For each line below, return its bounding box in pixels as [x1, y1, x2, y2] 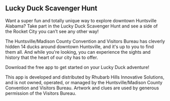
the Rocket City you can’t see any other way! [5, 28, 99, 35]
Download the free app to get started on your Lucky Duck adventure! [5, 64, 150, 70]
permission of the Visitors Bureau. [5, 90, 77, 96]
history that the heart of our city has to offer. [5, 54, 98, 60]
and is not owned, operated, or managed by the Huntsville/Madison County [5, 79, 163, 85]
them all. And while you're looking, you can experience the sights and [5, 49, 151, 55]
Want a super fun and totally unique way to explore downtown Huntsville [5, 17, 157, 23]
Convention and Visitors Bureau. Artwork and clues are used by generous [5, 85, 159, 91]
